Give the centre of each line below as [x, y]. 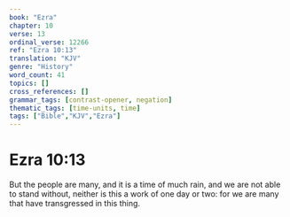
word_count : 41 [37, 75]
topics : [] [29, 83]
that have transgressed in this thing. [74, 204]
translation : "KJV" [45, 58]
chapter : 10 [31, 26]
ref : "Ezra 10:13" [43, 50]
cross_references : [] [49, 91]
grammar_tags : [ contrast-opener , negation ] [91, 100]
